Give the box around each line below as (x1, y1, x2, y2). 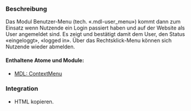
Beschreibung (5, 5, 48, 13)
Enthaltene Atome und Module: (5, 57, 84, 64)
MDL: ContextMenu (14, 70, 62, 77)
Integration (5, 84, 39, 93)
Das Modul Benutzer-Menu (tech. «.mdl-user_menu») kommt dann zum (5, 18, 181, 25)
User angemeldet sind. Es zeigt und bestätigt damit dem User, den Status (5, 31, 185, 38)
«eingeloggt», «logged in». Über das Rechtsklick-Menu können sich (5, 37, 172, 44)
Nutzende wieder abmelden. (5, 43, 76, 50)
